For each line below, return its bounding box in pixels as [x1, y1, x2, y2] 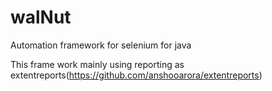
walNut [10, 6, 72, 29]
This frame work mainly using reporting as [10, 58, 185, 70]
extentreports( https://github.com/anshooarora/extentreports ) [10, 69, 263, 81]
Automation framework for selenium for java [10, 39, 192, 51]
